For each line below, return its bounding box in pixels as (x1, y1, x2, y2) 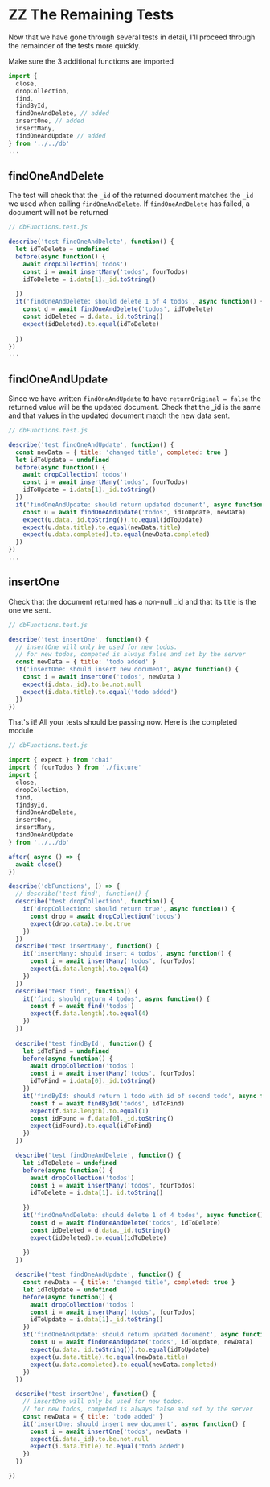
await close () (15, 860, 63, 869)
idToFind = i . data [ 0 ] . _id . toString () (29, 1077, 157, 1085)
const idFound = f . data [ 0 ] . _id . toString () (29, 1114, 174, 1122)
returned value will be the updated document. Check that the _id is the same (8, 403, 261, 412)
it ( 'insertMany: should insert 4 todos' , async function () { (22, 950, 231, 958)
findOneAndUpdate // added (15, 131, 106, 140)
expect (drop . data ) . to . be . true (29, 919, 131, 927)
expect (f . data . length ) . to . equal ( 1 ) (29, 1107, 149, 1115)
